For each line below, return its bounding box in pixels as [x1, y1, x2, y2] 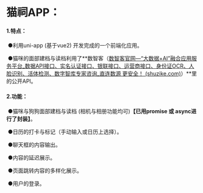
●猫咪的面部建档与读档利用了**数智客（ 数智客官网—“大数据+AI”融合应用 [7, 55, 192, 62]
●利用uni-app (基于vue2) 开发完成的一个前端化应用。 [7, 42, 143, 49]
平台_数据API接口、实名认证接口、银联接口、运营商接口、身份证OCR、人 [11, 62, 194, 70]
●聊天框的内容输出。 [7, 141, 61, 148]
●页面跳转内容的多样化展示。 [7, 167, 82, 174]
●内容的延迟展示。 [7, 153, 56, 161]
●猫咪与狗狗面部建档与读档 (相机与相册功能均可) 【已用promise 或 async [7, 107, 191, 114]
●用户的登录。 [7, 180, 45, 187]
